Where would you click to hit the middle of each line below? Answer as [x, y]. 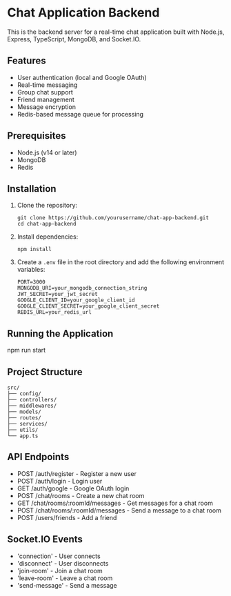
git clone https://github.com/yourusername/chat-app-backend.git [113, 218]
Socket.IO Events [45, 539]
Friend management [46, 99]
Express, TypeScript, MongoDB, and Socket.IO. [74, 39]
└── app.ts [23, 436]
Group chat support [45, 92]
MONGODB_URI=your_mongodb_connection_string [82, 288]
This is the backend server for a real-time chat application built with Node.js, [116, 32]
